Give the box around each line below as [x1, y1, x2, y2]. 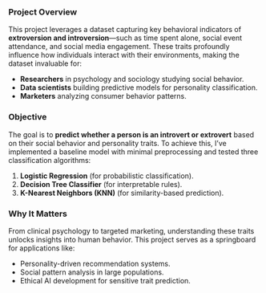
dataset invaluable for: [8, 59, 83, 68]
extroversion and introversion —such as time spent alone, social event [8, 33, 243, 43]
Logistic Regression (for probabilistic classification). [19, 171, 194, 181]
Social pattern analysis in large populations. [19, 267, 164, 277]
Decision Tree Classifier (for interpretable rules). [19, 179, 183, 189]
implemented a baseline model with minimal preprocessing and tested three [8, 147, 259, 157]
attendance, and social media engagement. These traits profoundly [8, 42, 230, 51]
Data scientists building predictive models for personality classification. [19, 83, 258, 92]
